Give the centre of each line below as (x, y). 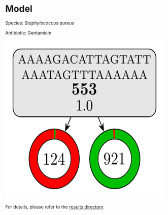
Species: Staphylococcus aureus (40, 23)
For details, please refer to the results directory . (55, 207)
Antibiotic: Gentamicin (28, 33)
